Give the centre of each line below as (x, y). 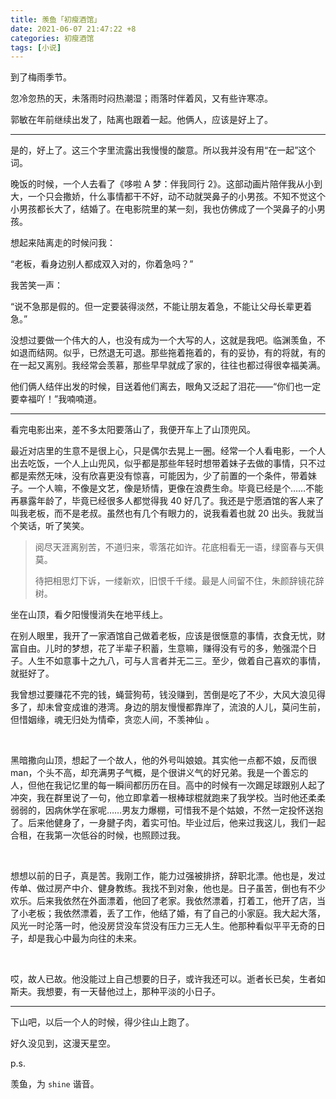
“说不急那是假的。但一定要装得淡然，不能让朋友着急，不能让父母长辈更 (157, 307)
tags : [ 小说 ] (36, 47)
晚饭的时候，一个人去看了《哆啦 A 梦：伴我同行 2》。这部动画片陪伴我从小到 (166, 184)
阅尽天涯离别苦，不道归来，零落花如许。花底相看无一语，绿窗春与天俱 (179, 547)
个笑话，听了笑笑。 (50, 526)
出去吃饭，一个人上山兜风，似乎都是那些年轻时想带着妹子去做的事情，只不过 (168, 463)
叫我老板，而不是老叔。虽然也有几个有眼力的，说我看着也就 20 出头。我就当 (167, 513)
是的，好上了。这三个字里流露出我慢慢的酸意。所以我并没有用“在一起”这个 (163, 150)
